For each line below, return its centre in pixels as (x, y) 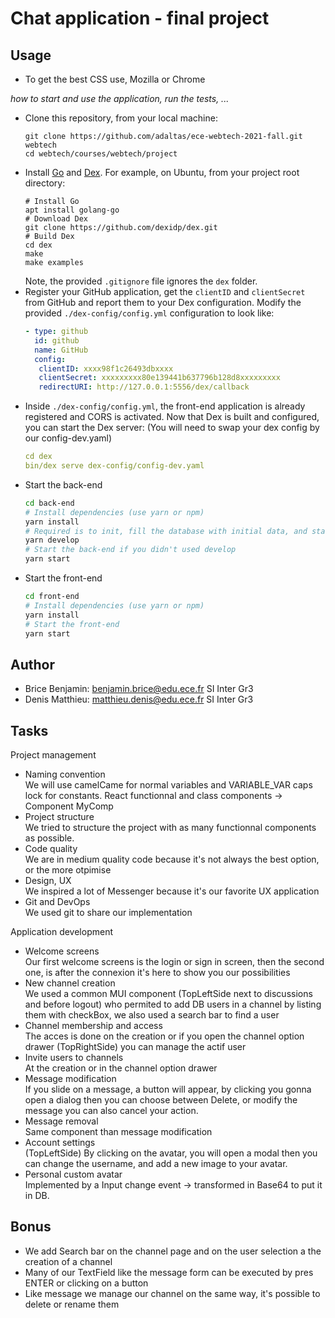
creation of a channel (68, 1261)
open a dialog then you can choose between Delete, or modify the (161, 1100)
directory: (45, 183)
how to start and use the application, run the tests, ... (120, 98)
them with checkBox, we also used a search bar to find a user (152, 1015)
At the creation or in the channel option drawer (121, 1068)
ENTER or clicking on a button (86, 1283)
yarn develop (52, 540)
